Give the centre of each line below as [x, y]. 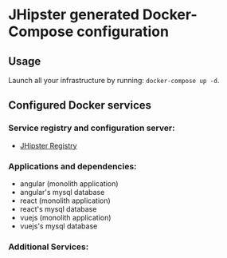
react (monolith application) [65, 200]
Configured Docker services [80, 105]
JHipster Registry [48, 145]
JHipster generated [74, 15]
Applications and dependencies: [72, 166]
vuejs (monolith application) [65, 217]
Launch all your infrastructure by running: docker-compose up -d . [114, 80]
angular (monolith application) [69, 183]
